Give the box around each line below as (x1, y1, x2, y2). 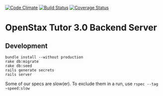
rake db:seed (5, 63, 32, 68)
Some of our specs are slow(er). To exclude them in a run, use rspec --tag (5, 81, 159, 87)
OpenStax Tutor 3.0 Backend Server (5, 22, 158, 33)
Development (5, 42, 48, 50)
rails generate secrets (5, 68, 55, 73)
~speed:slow (5, 86, 30, 91)
